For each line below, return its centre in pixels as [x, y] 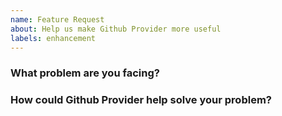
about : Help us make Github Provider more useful [116, 29]
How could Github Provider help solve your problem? [141, 100]
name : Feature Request [57, 19]
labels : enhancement [53, 38]
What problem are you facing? [85, 73]
